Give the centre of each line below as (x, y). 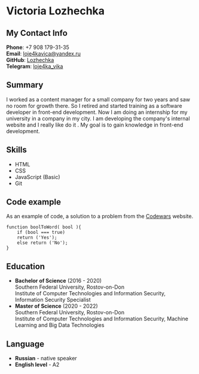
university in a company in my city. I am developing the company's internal (98, 118)
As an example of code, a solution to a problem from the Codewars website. (100, 217)
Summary (25, 85)
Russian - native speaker (46, 358)
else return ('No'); (42, 243)
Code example (34, 202)
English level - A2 (37, 364)
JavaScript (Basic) (37, 177)
